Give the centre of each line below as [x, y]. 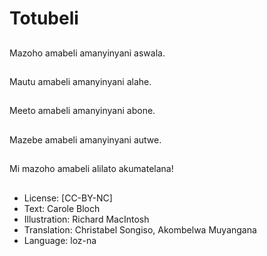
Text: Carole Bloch [62, 208]
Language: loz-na [60, 240]
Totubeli [44, 18]
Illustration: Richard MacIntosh [86, 219]
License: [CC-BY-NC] [68, 198]
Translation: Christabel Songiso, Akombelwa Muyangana [140, 229]
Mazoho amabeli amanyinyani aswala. [87, 53]
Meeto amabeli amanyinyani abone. [82, 111]
